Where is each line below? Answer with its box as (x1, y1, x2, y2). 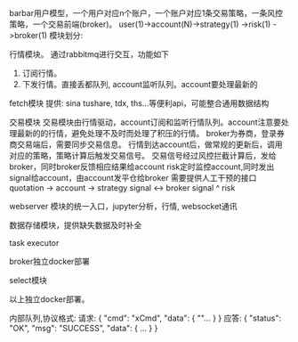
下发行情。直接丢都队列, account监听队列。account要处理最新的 (21, 79, 258, 89)
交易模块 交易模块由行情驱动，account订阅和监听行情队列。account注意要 (9, 117, 282, 127)
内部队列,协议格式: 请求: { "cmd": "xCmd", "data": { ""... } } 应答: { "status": (9, 313, 282, 323)
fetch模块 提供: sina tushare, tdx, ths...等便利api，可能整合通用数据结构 (9, 98, 270, 109)
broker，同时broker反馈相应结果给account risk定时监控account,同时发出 (9, 161, 275, 172)
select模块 (9, 275, 47, 285)
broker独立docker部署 (9, 256, 91, 266)
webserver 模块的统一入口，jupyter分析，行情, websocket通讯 (9, 201, 238, 211)
